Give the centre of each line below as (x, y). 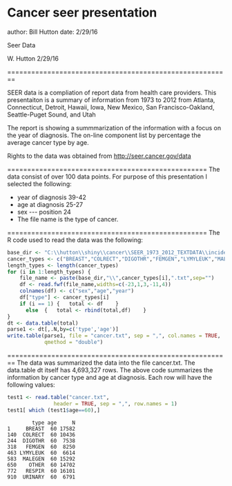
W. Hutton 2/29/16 (33, 58)
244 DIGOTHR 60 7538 (41, 441)
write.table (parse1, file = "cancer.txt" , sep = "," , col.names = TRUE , (114, 336)
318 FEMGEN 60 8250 (41, 447)
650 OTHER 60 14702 (41, 465)
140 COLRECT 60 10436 (41, 435)
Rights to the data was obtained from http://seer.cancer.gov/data (99, 156)
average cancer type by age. (48, 142)
